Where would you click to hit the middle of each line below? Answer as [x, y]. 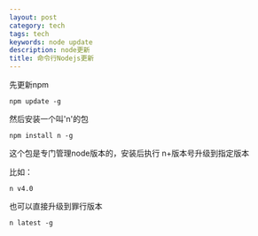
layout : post [33, 17]
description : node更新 [50, 50]
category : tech [37, 26]
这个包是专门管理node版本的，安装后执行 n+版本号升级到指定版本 [129, 153]
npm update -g [35, 102]
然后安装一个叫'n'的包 [49, 119]
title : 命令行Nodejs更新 [52, 58]
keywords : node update [51, 42]
